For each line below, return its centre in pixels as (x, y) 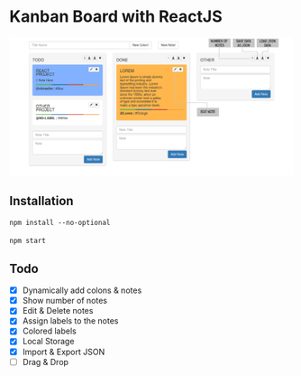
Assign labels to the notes (70, 321)
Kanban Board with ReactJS (116, 17)
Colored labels (49, 331)
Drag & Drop (46, 362)
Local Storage (48, 342)
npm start (28, 241)
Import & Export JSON (64, 352)
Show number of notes (65, 301)
